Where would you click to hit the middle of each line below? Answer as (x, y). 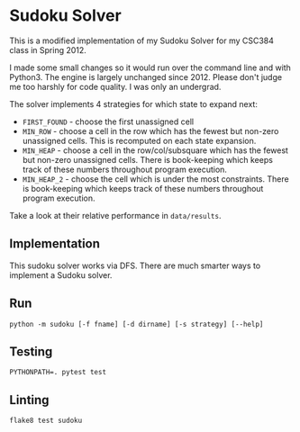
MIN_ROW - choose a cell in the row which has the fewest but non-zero (150, 130)
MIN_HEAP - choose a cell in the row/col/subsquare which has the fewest (155, 150)
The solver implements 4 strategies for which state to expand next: (134, 103)
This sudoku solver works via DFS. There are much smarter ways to (135, 265)
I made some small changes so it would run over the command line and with (150, 67)
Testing (31, 351)
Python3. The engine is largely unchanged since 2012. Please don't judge (145, 76)
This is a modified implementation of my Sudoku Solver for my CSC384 (142, 40)
